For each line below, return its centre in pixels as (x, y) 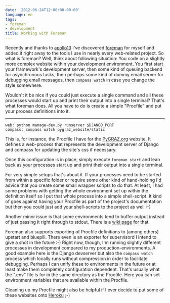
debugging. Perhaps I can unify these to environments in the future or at (80, 264)
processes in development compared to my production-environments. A (80, 248)
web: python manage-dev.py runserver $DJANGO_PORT (60, 125)
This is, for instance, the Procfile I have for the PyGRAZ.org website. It (78, 139)
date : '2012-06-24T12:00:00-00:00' (43, 10)
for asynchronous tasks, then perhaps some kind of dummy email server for (84, 74)
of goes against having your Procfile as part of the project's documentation (83, 201)
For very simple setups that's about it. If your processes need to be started (83, 174)
